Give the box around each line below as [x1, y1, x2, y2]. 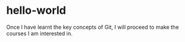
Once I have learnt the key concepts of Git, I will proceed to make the [6, 23, 179, 31]
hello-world [6, 4, 67, 17]
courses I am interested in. [6, 29, 73, 37]
